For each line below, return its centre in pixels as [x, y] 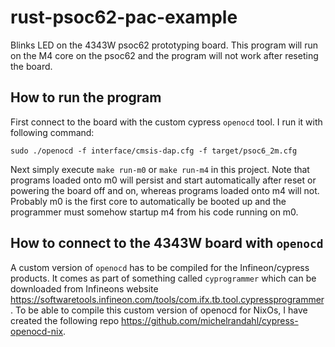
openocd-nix [37, 331]
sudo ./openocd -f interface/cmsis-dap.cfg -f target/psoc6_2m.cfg [154, 151]
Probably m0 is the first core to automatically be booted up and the [148, 201]
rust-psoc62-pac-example [124, 17]
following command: [52, 132]
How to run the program [86, 97]
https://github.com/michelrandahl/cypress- [210, 320]
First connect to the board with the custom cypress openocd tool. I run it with [166, 122]
